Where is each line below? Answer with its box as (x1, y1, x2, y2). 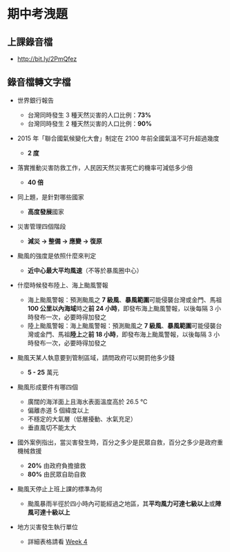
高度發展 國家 (27, 207, 64, 216)
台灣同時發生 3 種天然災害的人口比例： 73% (27, 111, 152, 119)
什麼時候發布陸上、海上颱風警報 (17, 280, 108, 289)
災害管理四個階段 (17, 222, 66, 230)
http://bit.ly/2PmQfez (17, 55, 77, 63)
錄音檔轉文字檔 (7, 77, 71, 88)
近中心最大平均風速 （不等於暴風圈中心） (27, 266, 143, 274)
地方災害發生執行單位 (17, 522, 78, 531)
